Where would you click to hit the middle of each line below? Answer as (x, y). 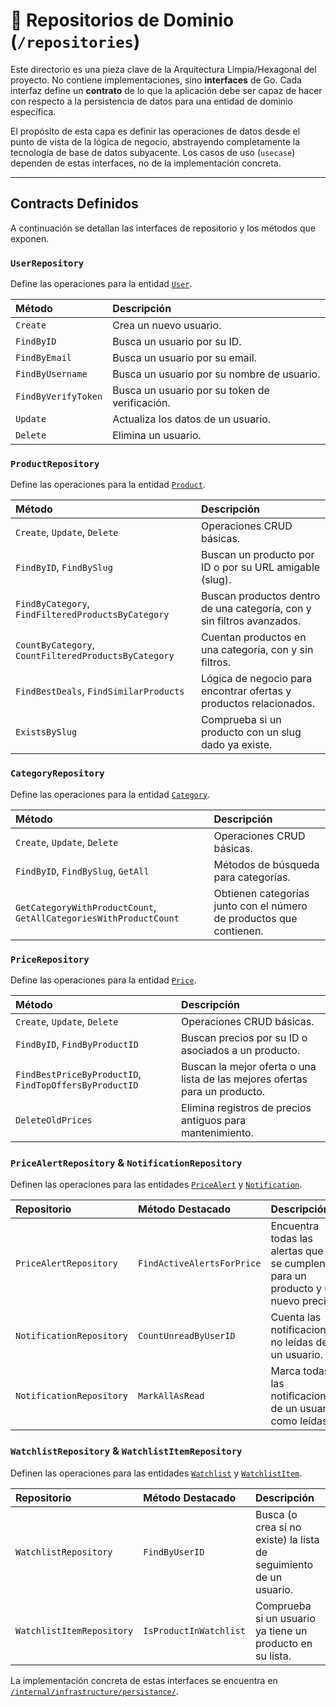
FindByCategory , (52, 604)
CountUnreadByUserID (187, 1336)
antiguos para (214, 1120)
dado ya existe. (236, 745)
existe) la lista (287, 1539)
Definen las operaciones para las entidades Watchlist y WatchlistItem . (156, 1473)
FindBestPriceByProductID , (78, 1074)
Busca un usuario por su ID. (177, 342)
